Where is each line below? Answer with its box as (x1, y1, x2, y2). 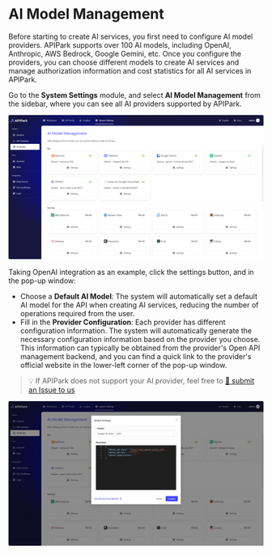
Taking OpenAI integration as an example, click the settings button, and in (8, 268, 254, 277)
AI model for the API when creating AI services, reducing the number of (19, 300, 259, 310)
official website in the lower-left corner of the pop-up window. (19, 361, 227, 370)
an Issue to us (28, 385, 75, 395)
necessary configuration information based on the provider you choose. (19, 335, 261, 345)
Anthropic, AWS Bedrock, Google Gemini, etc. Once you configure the (8, 49, 242, 58)
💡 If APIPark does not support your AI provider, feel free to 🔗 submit (28, 376, 255, 386)
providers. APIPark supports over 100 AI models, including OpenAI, (8, 40, 232, 49)
